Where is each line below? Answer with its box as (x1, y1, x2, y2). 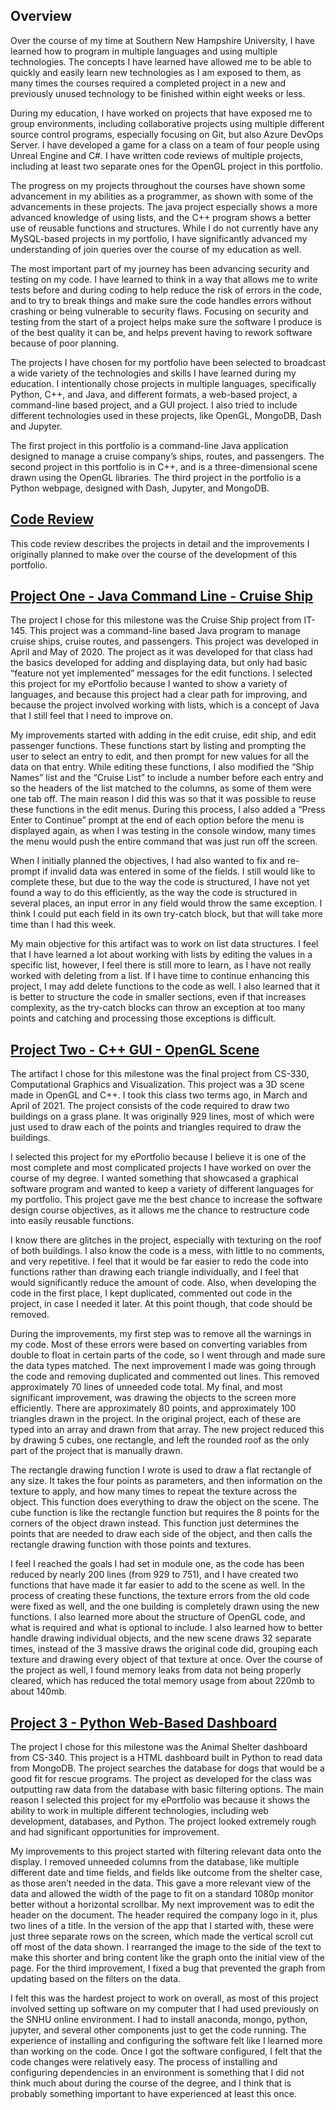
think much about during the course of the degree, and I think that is (10, 2077, 292, 2089)
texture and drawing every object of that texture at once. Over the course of (10, 1654, 323, 1666)
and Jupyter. (10, 420, 63, 432)
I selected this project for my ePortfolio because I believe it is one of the (10, 1151, 307, 1163)
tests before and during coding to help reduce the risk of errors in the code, (10, 284, 322, 296)
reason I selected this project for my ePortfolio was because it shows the (10, 1794, 311, 1806)
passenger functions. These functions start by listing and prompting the (10, 740, 307, 752)
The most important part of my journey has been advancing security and (10, 262, 310, 274)
